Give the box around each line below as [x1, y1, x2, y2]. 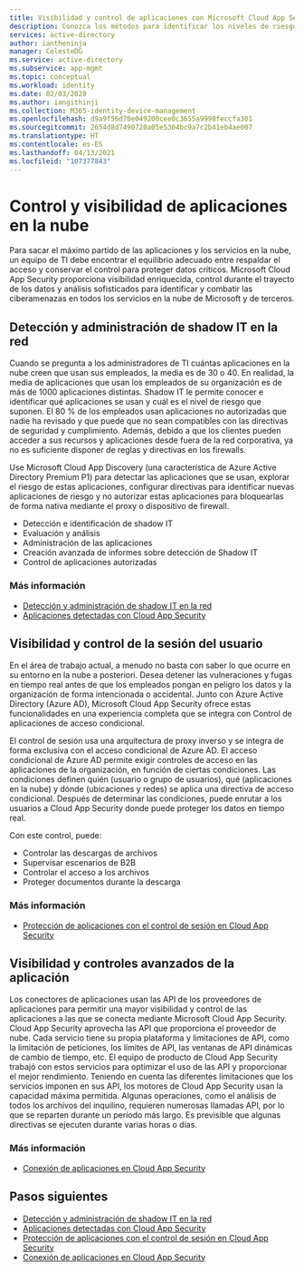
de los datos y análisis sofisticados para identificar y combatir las [9, 283, 253, 295]
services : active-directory [9, 30, 116, 39]
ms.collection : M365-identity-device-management [9, 106, 196, 115]
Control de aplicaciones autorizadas [22, 557, 157, 568]
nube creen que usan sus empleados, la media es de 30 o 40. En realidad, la [9, 367, 294, 378]
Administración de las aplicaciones [22, 537, 153, 549]
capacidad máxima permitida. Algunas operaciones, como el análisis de [9, 1091, 277, 1101]
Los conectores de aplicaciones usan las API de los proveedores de [9, 994, 262, 1005]
